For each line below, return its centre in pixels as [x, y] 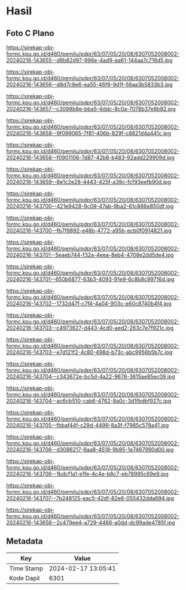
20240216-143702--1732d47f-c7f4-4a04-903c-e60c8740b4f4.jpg [89, 303]
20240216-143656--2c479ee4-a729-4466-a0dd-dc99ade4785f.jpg [91, 523]
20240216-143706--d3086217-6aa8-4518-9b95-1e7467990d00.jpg [90, 450]
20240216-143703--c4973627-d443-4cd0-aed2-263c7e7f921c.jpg [90, 328]
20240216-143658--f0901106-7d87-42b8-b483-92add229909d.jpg [91, 158]
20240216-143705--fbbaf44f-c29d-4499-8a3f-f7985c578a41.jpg [88, 425]
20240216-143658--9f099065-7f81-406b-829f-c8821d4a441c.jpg [89, 133]
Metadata [25, 541]
